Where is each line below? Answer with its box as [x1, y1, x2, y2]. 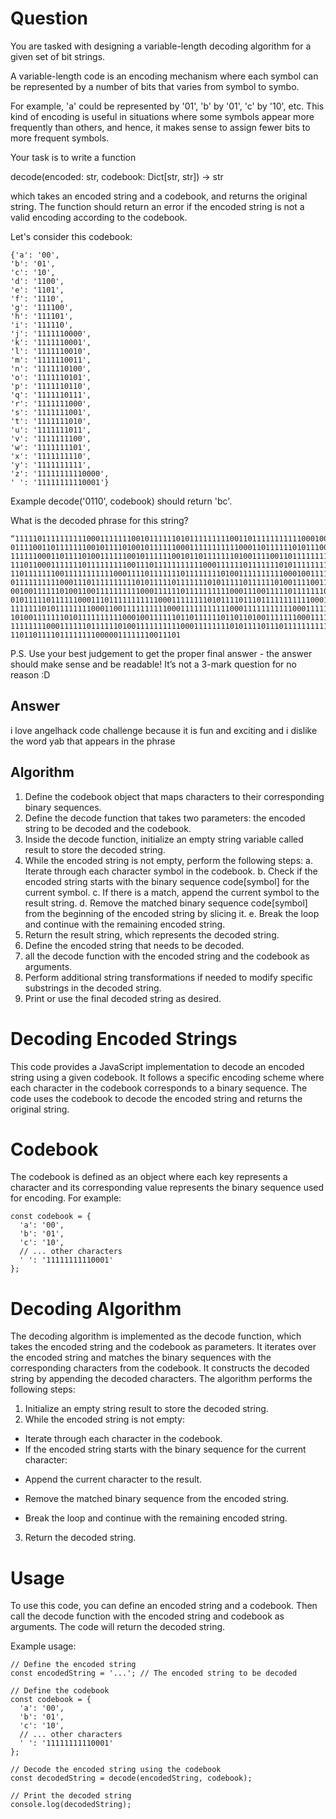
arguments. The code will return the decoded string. [10, 1621, 226, 1633]
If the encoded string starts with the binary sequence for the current [24, 1443, 307, 1456]
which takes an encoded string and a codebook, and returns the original [10, 190, 308, 202]
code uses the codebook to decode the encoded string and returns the [10, 1092, 303, 1104]
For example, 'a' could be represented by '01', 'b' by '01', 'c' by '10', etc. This [10, 100, 325, 112]
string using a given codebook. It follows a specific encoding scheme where [10, 1071, 325, 1083]
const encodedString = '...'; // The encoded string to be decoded [10, 1668, 298, 1679]
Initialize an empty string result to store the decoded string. [24, 1403, 269, 1415]
